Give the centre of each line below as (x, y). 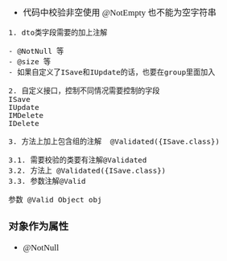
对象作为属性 (39, 226)
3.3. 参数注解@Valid (47, 181)
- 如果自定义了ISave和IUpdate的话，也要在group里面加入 (112, 72)
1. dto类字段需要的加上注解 (58, 33)
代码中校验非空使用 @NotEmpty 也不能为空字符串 (120, 13)
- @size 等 (29, 61)
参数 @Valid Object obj (55, 200)
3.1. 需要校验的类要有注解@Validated (78, 160)
